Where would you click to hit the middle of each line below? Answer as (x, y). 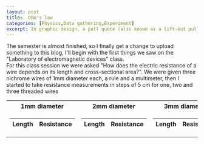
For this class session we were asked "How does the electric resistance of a (101, 66)
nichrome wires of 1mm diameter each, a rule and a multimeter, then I (93, 78)
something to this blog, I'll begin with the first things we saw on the (90, 53)
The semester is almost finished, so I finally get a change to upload (90, 46)
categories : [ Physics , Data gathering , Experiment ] (70, 23)
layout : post (23, 12)
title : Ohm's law (29, 18)
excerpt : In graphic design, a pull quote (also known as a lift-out (96, 29)
